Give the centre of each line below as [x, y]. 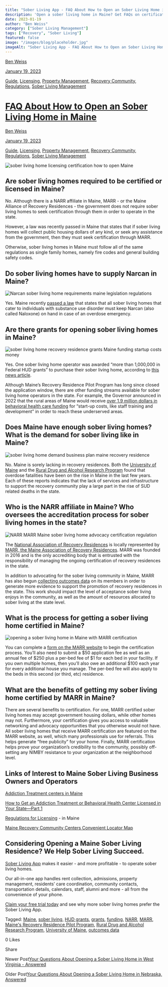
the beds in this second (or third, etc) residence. [55, 674]
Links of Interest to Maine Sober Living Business [82, 773]
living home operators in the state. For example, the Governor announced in [83, 396]
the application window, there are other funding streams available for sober [82, 390]
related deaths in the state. [33, 491]
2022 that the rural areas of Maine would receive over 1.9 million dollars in [81, 401]
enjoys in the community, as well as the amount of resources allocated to [80, 597]
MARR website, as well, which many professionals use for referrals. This [79, 736]
